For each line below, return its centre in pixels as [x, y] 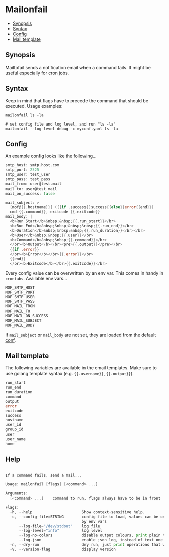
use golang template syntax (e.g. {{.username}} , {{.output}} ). [70, 374]
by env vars [94, 521]
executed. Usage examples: [34, 106]
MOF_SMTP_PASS [20, 302]
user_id [13, 425]
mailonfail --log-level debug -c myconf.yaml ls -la [62, 129]
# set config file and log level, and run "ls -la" [60, 124]
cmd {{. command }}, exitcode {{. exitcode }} [55, 212]
